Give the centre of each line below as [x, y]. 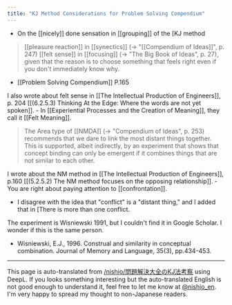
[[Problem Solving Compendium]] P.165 [73, 82]
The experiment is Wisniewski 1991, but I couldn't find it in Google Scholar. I [115, 223]
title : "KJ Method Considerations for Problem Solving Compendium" [106, 13]
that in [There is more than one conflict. [73, 209]
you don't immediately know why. [72, 68]
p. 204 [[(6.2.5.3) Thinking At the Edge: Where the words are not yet [104, 103]
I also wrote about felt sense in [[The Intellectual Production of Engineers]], [114, 95]
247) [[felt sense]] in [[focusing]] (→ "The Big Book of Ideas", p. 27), [121, 54]
